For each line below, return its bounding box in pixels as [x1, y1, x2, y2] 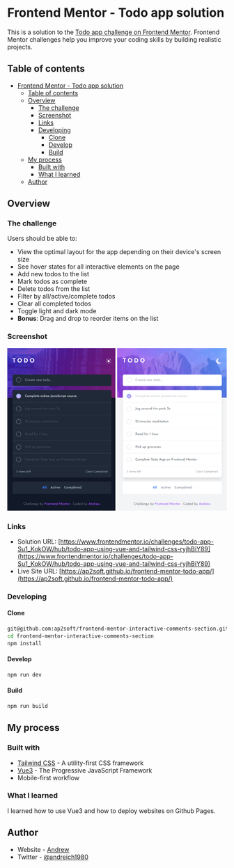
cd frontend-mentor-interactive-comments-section [7, 632, 155, 640]
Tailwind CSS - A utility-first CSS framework [17, 759, 144, 767]
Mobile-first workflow [17, 773, 80, 782]
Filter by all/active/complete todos [17, 292, 116, 301]
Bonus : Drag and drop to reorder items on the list [17, 315, 159, 323]
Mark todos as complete [17, 277, 88, 286]
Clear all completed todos [17, 299, 92, 308]
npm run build [7, 702, 49, 709]
